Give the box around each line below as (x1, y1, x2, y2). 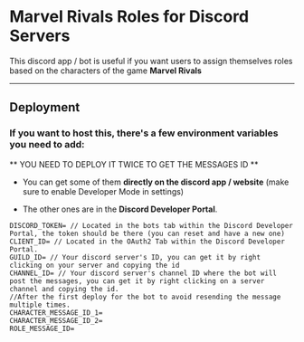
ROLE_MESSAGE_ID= (9, 324, 75, 333)
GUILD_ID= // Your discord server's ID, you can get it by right (9, 252, 261, 261)
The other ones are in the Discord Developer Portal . (22, 204, 218, 214)
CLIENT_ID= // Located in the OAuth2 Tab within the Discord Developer (9, 237, 285, 246)
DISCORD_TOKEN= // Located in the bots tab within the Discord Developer (9, 221, 294, 230)
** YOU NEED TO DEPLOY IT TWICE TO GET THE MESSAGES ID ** (9, 158, 260, 169)
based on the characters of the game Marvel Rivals (9, 65, 202, 76)
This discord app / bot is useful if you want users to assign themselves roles (9, 55, 293, 66)
